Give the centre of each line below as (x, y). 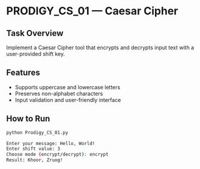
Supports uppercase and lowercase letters (68, 87)
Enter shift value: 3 (33, 149)
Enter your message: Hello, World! (51, 143)
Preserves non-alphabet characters (59, 93)
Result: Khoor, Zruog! (35, 160)
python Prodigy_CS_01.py (37, 132)
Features (23, 73)
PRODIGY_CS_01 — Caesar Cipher (92, 11)
